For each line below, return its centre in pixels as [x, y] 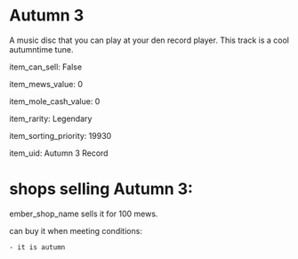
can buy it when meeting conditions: [76, 231]
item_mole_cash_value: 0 [55, 101]
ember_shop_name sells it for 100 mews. [84, 214]
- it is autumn [37, 247]
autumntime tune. [41, 49]
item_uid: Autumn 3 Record [59, 153]
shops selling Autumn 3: [101, 189]
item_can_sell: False [46, 67]
